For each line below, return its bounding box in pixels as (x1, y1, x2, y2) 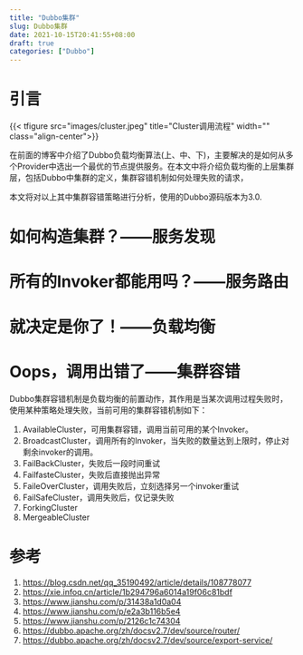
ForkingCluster (22, 502, 79, 513)
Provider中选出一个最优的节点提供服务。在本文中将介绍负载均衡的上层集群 (16, 161, 295, 172)
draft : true (9, 38, 54, 48)
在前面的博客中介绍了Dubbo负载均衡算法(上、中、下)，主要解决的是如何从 (9, 150, 287, 161)
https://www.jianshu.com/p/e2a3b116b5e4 (22, 605, 181, 617)
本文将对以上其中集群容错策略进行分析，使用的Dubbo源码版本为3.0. (9, 191, 262, 202)
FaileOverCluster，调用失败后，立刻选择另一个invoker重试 (22, 480, 240, 491)
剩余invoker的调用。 (22, 446, 99, 457)
